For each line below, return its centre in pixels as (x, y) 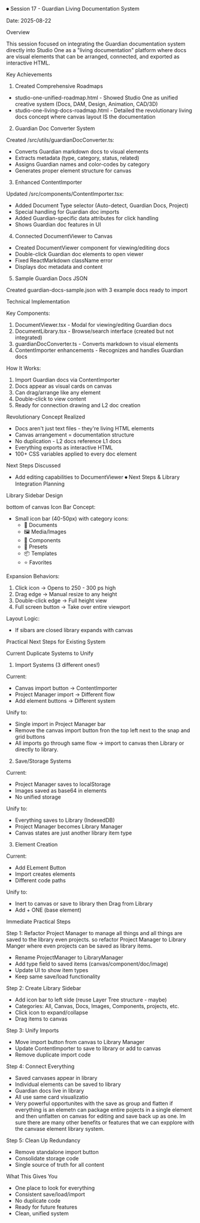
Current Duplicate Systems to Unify (50, 653)
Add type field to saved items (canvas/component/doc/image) (92, 964)
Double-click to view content (50, 399)
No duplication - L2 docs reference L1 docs (68, 441)
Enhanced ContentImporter (49, 182)
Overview (18, 32)
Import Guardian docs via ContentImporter (67, 380)
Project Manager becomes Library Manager (69, 826)
